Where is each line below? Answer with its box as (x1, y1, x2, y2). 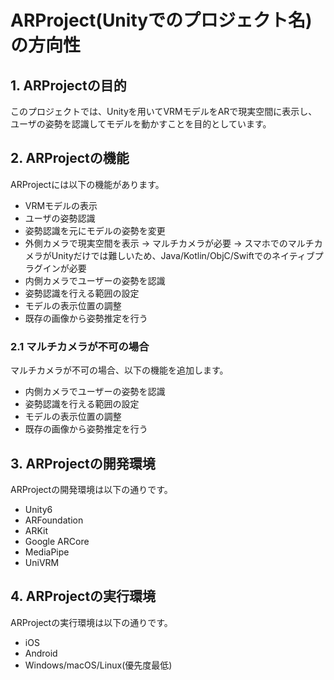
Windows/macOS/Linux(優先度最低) (24, 659, 173, 671)
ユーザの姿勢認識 (24, 212, 96, 224)
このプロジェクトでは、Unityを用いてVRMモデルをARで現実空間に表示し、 (10, 106, 318, 117)
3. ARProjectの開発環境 (10, 455, 156, 472)
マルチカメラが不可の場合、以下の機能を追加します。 (10, 364, 229, 376)
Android (24, 647, 58, 659)
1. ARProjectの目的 (10, 77, 127, 94)
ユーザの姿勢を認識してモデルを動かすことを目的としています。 (10, 118, 272, 130)
